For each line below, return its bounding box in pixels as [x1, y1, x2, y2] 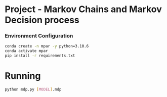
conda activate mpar [5, 48, 49, 54]
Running [5, 70, 41, 82]
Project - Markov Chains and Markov [5, 4, 162, 15]
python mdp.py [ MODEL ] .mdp [5, 87, 62, 92]
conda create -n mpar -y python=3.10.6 [5, 44, 89, 49]
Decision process [5, 14, 79, 26]
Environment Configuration [5, 32, 73, 39]
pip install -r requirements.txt [5, 53, 75, 59]
